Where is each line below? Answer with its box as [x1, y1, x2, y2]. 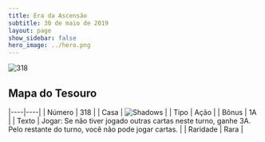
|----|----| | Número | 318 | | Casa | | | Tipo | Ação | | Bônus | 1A [8, 107, 257, 116]
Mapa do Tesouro [8, 86, 97, 100]
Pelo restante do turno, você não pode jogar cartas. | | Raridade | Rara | [8, 124, 243, 134]
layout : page [8, 26, 52, 34]
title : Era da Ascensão [8, 11, 88, 20]
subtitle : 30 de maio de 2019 [8, 19, 109, 27]
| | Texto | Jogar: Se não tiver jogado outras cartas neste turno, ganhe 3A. [8, 116, 251, 125]
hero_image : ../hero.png [8, 41, 91, 49]
